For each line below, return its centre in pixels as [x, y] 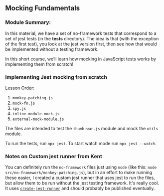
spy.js [19, 108]
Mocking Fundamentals [43, 8]
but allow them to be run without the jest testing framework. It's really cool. [82, 183]
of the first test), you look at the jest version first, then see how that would [81, 44]
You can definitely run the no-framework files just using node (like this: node [81, 167]
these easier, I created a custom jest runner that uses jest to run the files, [80, 178]
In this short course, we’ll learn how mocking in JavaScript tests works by [81, 59]
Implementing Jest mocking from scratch [56, 77]
